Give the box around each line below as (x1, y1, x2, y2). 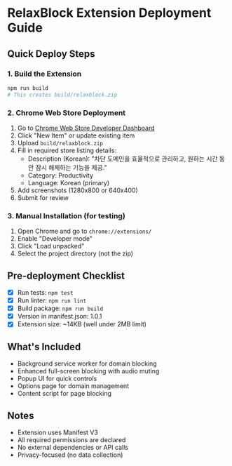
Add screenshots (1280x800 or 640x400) (17, 186, 138, 194)
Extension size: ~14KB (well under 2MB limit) (17, 320, 147, 328)
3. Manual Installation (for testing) (7, 211, 126, 220)
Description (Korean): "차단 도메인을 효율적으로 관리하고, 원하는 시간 (27, 154, 218, 163)
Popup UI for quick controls (17, 374, 97, 383)
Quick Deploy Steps (7, 48, 96, 60)
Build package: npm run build (17, 304, 104, 313)
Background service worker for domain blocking (17, 359, 157, 368)
